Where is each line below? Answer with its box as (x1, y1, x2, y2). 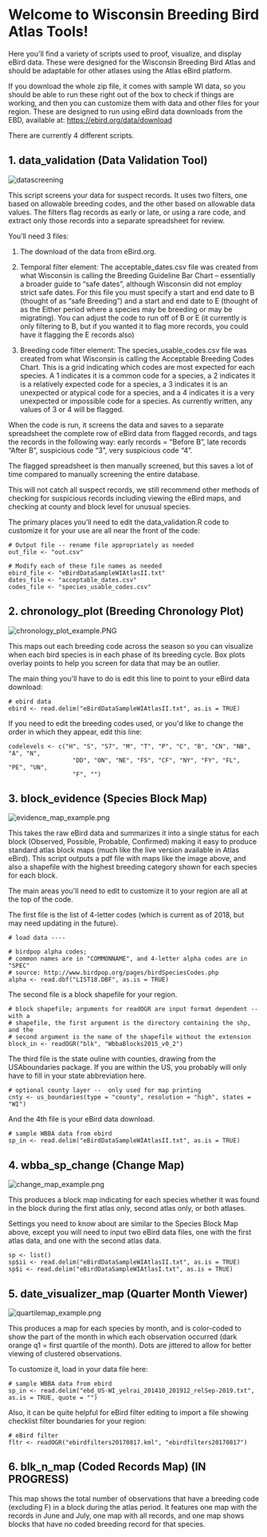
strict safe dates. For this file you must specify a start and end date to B (19, 287, 255, 297)
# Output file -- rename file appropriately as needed (8, 541, 194, 549)
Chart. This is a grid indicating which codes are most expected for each (19, 362, 255, 371)
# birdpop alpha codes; (8, 948, 88, 956)
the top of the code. (8, 894, 73, 904)
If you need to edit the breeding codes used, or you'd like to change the (8, 718, 244, 728)
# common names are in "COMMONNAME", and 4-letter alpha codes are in (8, 955, 248, 963)
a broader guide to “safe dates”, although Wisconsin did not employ (19, 279, 242, 289)
